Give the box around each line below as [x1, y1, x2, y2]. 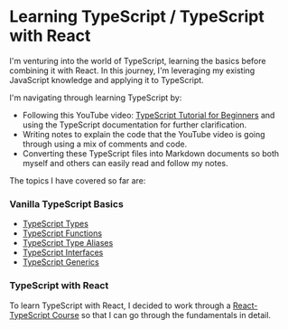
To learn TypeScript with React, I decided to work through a [9, 300, 232, 311]
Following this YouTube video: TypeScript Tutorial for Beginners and [22, 109, 275, 120]
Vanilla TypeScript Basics [9, 197, 124, 210]
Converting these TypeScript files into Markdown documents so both [22, 147, 280, 159]
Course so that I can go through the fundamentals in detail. [51, 309, 272, 320]
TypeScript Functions [22, 228, 102, 239]
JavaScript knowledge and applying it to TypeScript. [9, 74, 205, 85]
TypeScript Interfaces [22, 247, 104, 258]
